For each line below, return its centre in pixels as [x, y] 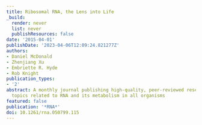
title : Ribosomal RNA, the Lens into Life [60, 12]
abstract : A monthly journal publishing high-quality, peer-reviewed [95, 90]
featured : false [26, 101]
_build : [16, 17]
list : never [27, 29]
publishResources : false [43, 34]
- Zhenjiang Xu [25, 62]
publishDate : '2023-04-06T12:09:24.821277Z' [63, 46]
